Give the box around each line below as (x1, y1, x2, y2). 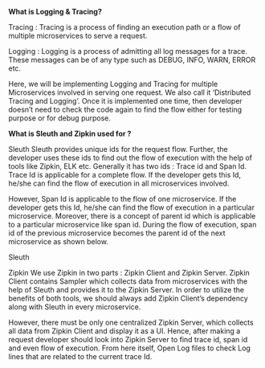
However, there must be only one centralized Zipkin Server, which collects (8, 317, 255, 327)
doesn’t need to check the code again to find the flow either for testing (8, 104, 243, 114)
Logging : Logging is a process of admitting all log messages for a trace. (8, 47, 247, 55)
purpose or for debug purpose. (8, 113, 111, 123)
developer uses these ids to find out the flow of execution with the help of (8, 153, 253, 162)
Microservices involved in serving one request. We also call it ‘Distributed (8, 88, 251, 97)
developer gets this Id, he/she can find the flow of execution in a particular (8, 202, 255, 212)
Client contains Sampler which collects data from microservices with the (8, 276, 248, 286)
